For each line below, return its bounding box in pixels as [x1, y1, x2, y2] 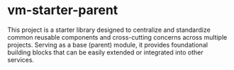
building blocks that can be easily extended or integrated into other [7, 48, 204, 57]
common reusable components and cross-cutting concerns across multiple [7, 33, 228, 41]
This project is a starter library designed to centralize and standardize [7, 25, 211, 34]
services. [7, 55, 34, 64]
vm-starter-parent [7, 2, 118, 18]
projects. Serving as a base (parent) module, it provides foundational [7, 40, 208, 49]
